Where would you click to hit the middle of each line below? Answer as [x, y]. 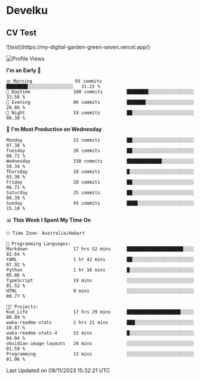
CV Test [22, 33]
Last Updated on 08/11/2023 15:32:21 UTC [58, 370]
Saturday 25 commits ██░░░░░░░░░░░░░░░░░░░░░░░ [100, 193]
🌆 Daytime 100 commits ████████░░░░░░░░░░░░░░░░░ [100, 92]
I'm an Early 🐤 [24, 70]
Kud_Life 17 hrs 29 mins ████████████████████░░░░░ [100, 312]
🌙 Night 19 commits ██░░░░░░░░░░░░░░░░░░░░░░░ [100, 113]
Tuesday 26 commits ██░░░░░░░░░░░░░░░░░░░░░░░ [100, 151]
